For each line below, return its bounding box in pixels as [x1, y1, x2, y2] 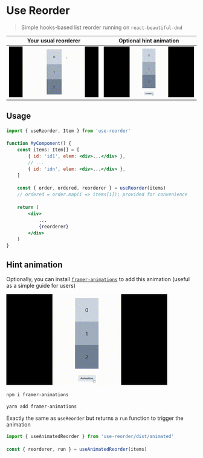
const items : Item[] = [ [17, 147, 80, 153]
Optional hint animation [118, 37, 179, 44]
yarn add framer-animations [6, 403, 77, 410]
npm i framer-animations [6, 392, 69, 398]
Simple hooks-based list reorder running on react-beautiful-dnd [21, 24, 182, 31]
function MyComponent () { [6, 141, 71, 147]
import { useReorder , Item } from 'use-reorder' [6, 128, 131, 134]
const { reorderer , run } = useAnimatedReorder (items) [6, 446, 147, 452]
